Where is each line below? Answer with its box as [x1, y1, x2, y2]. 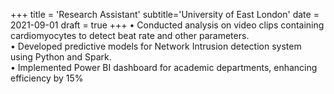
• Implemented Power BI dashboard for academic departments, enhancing [10, 62, 318, 73]
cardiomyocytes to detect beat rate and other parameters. [10, 30, 250, 41]
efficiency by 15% [10, 72, 84, 84]
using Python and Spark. [10, 51, 112, 63]
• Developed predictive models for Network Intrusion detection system [10, 40, 302, 52]
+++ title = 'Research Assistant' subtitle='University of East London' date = [10, 9, 320, 20]
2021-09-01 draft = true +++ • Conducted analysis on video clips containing [10, 19, 325, 31]
